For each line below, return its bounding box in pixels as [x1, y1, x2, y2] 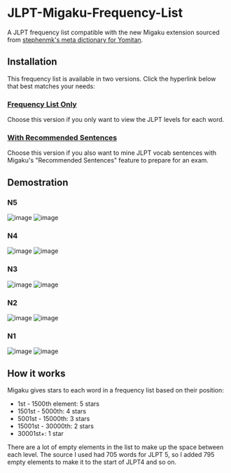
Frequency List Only [7, 100, 77, 109]
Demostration [7, 177, 69, 188]
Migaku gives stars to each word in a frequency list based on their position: [7, 386, 224, 395]
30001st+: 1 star [17, 430, 64, 438]
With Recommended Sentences [7, 132, 118, 142]
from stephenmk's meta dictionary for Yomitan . [7, 35, 143, 43]
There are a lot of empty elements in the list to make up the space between [7, 443, 224, 451]
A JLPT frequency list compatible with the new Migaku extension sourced [7, 28, 220, 36]
